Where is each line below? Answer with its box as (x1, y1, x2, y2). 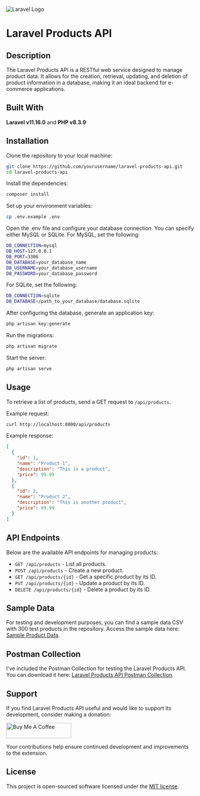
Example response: (6, 432, 54, 440)
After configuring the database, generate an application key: (6, 309, 155, 317)
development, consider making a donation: (6, 710, 112, 718)
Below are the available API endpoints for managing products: (6, 549, 158, 556)
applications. (33, 86, 66, 92)
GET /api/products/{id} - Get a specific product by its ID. (14, 573, 157, 580)
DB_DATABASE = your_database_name (6, 259, 87, 265)
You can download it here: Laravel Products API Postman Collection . (6, 671, 174, 679)
